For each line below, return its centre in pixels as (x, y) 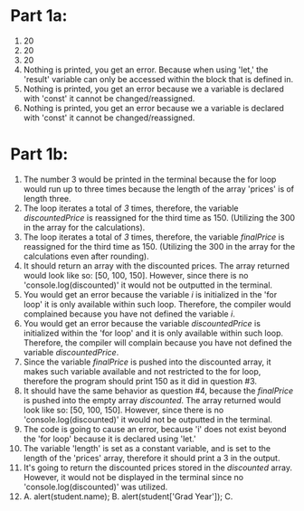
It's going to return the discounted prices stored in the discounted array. (158, 468)
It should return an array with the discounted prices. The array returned (157, 265)
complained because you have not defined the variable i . (129, 314)
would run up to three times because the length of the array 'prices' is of (159, 189)
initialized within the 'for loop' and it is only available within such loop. (153, 333)
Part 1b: (39, 154)
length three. (47, 198)
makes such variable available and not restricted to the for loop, (142, 371)
